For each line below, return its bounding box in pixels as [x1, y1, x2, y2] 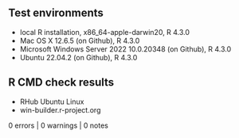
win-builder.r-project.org [19, 105, 101, 114]
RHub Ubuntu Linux [19, 97, 84, 106]
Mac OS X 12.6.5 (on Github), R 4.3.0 [19, 36, 140, 45]
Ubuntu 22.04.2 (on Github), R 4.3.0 [19, 52, 138, 62]
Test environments [8, 6, 104, 20]
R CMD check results [8, 75, 115, 90]
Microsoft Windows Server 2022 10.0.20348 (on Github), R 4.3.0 [19, 44, 232, 54]
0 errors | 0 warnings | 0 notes [8, 121, 109, 130]
